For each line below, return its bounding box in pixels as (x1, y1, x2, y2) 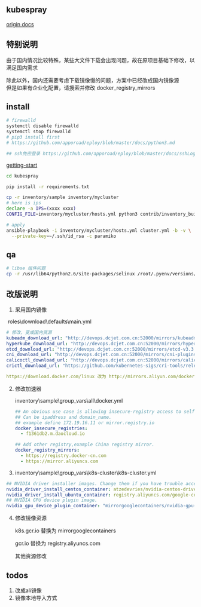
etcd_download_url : (6, 346, 55, 352)
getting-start (6, 161, 38, 168)
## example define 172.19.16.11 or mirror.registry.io (14, 419, 155, 426)
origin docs (6, 20, 34, 27)
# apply (6, 222, 26, 228)
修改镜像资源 (14, 514, 47, 522)
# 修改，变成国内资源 (6, 329, 52, 335)
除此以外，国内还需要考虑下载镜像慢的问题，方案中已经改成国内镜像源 (6, 76, 179, 84)
